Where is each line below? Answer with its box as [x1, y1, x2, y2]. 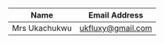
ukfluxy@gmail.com [79, 23, 152, 33]
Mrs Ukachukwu [12, 23, 73, 33]
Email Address [88, 10, 144, 20]
